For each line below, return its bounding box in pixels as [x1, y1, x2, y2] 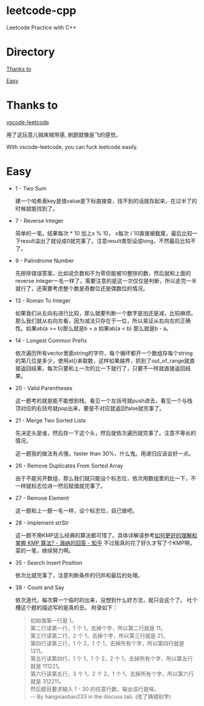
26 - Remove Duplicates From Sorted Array [15, 462, 123, 469]
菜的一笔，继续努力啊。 [15, 547, 74, 554]
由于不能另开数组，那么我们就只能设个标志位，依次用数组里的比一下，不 [15, 474, 196, 481]
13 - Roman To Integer [15, 296, 71, 304]
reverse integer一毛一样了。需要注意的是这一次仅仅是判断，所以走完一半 [15, 277, 197, 284]
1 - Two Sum [15, 184, 47, 192]
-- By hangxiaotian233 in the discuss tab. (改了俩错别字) [30, 693, 171, 700]
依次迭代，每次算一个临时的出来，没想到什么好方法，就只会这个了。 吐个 [15, 596, 198, 603]
